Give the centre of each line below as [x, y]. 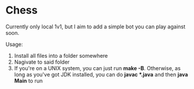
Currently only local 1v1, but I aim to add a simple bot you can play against [96, 27]
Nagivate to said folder [42, 62]
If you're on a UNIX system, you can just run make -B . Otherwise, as [97, 68]
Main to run [28, 81]
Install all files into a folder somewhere [61, 55]
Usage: [14, 44]
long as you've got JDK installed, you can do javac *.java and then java [101, 74]
